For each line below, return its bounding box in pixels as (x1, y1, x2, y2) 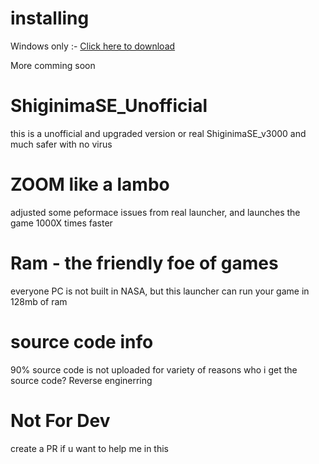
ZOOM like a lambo (10, 173, 170, 196)
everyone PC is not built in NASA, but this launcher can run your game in (10, 285, 310, 297)
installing (10, 7, 90, 30)
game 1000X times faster (10, 217, 113, 229)
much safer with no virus (10, 138, 113, 150)
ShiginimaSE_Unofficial (10, 95, 208, 117)
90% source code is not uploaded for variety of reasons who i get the (10, 363, 298, 376)
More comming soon (10, 59, 96, 71)
